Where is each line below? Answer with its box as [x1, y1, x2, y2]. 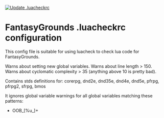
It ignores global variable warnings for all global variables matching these [5, 92, 153, 98]
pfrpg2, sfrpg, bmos [5, 83, 46, 89]
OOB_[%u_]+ [12, 107, 39, 113]
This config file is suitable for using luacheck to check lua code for [5, 48, 140, 54]
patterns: [5, 98, 23, 104]
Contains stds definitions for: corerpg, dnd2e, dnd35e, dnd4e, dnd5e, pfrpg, [5, 78, 160, 84]
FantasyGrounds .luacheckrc [5, 22, 126, 33]
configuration [5, 32, 62, 44]
